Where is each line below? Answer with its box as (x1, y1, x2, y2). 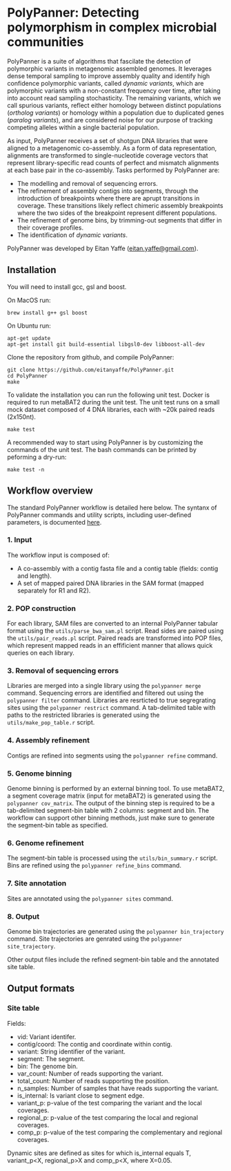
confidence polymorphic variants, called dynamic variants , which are (7, 79, 204, 87)
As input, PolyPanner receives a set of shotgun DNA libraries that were (7, 136, 208, 144)
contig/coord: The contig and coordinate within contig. (17, 1040, 172, 1048)
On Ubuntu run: (7, 321, 52, 330)
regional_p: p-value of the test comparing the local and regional (17, 1113, 199, 1121)
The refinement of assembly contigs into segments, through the (17, 187, 199, 195)
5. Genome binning (7, 769, 72, 778)
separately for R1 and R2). (17, 586, 91, 594)
